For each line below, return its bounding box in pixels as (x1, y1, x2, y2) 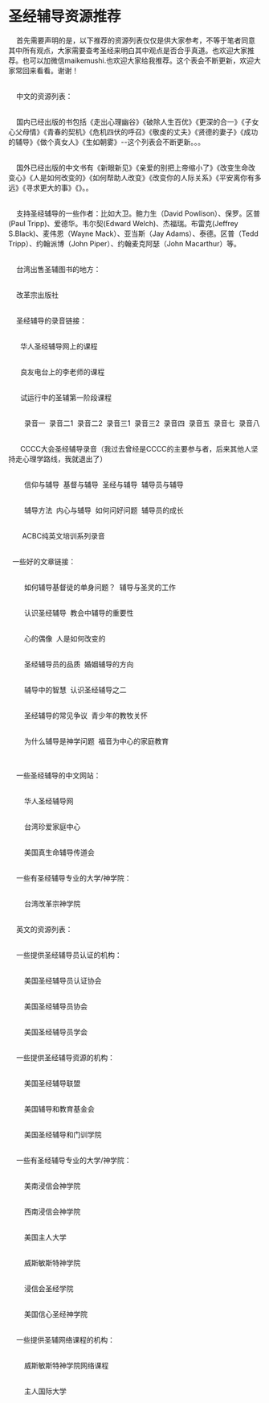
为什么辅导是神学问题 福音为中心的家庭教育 (23, 736, 169, 745)
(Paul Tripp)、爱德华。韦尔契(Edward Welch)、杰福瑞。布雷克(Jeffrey (8, 218, 238, 228)
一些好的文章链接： (11, 556, 76, 566)
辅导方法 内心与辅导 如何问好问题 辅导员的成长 (23, 505, 185, 515)
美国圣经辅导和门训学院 (23, 1129, 102, 1139)
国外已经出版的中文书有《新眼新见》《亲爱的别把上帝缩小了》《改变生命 (15, 163, 249, 172)
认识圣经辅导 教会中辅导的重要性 (23, 608, 134, 617)
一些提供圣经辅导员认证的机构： (15, 950, 122, 959)
